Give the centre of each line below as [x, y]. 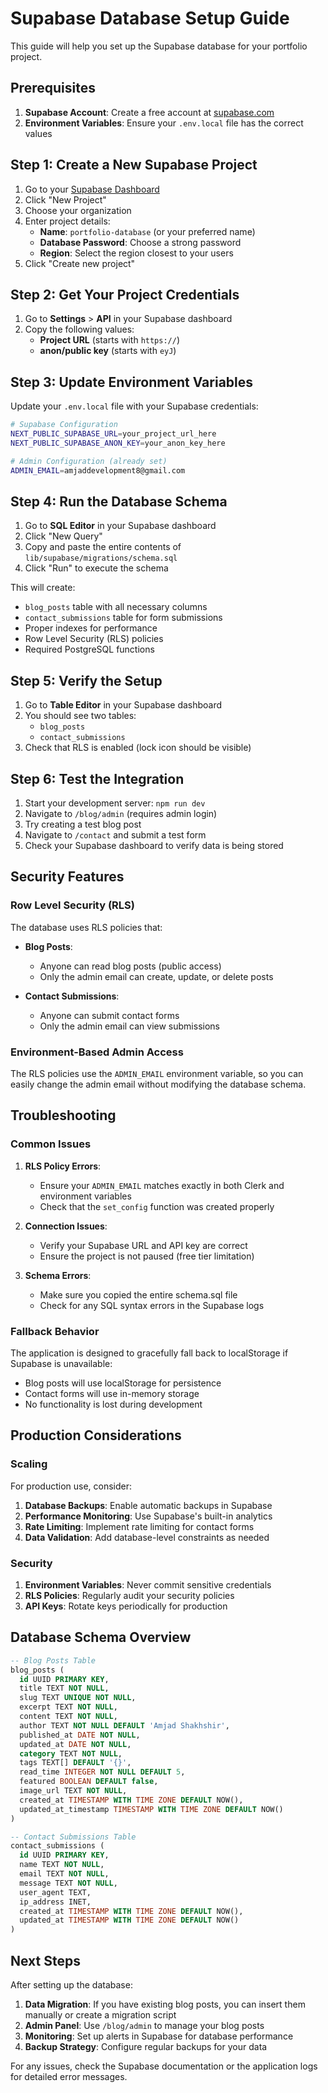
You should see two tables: [80, 716]
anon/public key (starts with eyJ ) [108, 351]
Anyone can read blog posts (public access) [130, 966]
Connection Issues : [66, 1226]
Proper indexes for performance [91, 628]
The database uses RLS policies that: [86, 927]
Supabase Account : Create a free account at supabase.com [149, 112]
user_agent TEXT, [55, 1892]
